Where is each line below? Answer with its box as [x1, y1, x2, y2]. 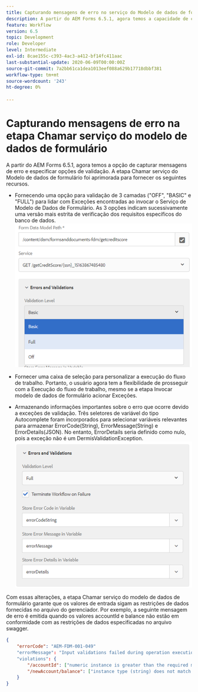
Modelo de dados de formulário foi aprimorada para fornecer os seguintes [6, 174, 187, 181]
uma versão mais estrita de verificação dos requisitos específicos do [14, 210, 182, 217]
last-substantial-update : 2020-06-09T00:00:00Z [6, 59, 126, 65]
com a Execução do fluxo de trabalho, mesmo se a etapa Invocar [14, 386, 173, 393]
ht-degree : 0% [6, 85, 41, 90]
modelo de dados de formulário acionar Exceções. [14, 392, 137, 399]
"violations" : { [16, 656, 57, 662]
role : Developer [6, 41, 46, 47]
